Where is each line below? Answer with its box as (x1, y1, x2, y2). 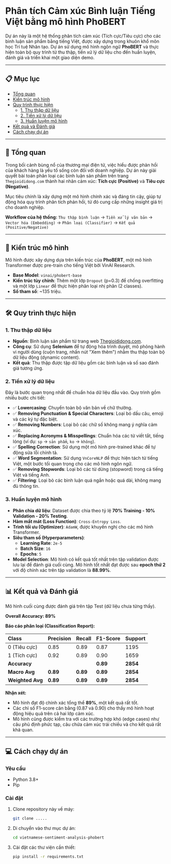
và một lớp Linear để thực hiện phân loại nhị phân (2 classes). (12, 283, 143, 289)
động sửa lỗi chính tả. (12, 450, 59, 456)
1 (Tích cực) (8, 652, 38, 659)
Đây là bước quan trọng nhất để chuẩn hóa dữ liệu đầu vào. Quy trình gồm (5, 389, 161, 396)
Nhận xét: (5, 690, 26, 696)
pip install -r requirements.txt (12, 854, 84, 859)
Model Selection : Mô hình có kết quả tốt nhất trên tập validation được (12, 556, 159, 562)
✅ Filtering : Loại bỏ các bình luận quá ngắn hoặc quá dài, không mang (12, 477, 161, 484)
